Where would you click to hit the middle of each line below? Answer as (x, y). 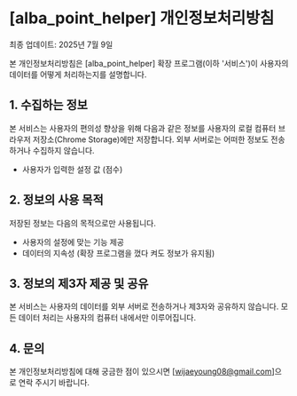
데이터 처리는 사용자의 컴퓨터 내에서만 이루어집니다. (107, 318)
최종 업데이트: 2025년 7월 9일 (61, 44)
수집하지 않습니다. (63, 150)
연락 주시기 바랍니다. (54, 383)
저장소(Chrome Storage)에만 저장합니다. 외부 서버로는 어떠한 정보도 (150, 139)
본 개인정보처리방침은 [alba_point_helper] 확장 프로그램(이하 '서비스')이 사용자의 (149, 63)
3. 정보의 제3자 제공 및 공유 (79, 284)
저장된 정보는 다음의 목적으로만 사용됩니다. (83, 223)
